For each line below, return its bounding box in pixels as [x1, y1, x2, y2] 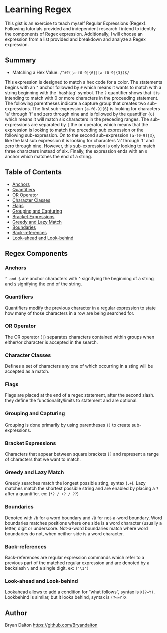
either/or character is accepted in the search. [5, 339, 98, 345]
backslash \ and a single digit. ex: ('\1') [5, 565, 89, 571]
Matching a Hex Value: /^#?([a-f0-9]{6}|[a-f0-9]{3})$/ [12, 69, 130, 75]
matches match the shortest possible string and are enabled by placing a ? [5, 485, 159, 492]
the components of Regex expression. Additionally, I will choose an [5, 31, 143, 37]
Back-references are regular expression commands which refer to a [5, 554, 145, 560]
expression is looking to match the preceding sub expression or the [5, 127, 144, 133]
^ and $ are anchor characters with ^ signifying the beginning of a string [5, 276, 154, 282]
